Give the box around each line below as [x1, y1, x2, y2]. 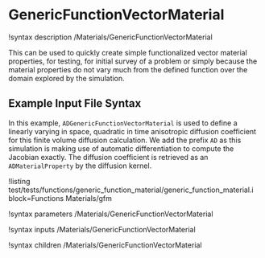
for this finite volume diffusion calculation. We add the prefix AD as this [8, 135, 242, 145]
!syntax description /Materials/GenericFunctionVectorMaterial [8, 32, 213, 42]
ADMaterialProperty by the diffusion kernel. [8, 161, 152, 170]
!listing [8, 176, 31, 186]
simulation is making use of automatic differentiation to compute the [8, 143, 234, 154]
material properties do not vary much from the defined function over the [8, 64, 248, 74]
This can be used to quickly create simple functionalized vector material [8, 47, 247, 57]
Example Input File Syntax [8, 96, 142, 110]
